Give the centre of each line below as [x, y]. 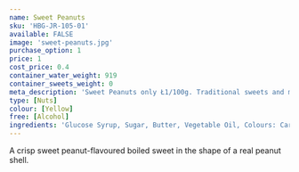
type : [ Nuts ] [33, 100]
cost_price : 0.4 [39, 68]
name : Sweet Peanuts [48, 17]
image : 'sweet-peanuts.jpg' [61, 42]
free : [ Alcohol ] [39, 117]
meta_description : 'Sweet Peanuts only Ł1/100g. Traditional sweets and [147, 92]
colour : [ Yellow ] [41, 109]
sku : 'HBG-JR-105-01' [49, 26]
